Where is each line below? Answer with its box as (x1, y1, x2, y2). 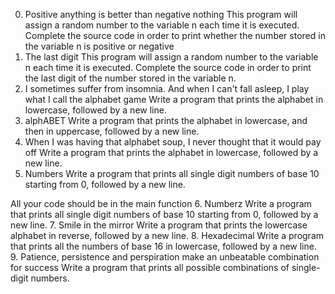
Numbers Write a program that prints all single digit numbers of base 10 (24, 168, 320, 179)
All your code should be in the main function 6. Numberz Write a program (10, 198, 312, 209)
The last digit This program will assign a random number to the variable (24, 51, 319, 63)
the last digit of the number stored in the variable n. (24, 72, 237, 84)
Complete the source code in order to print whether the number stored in (24, 30, 326, 41)
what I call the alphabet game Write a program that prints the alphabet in (24, 94, 324, 105)
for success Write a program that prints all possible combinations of (10, 262, 290, 273)
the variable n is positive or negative (24, 40, 175, 52)
